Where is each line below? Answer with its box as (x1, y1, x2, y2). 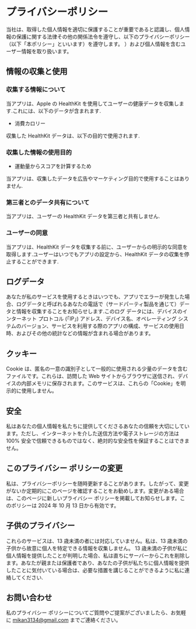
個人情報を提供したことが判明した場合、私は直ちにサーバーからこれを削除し (6, 552, 190, 559)
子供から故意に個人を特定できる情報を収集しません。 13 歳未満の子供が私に (6, 545, 188, 552)
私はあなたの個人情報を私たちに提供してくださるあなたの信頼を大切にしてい (6, 422, 190, 429)
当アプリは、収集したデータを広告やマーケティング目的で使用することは (6, 175, 180, 182)
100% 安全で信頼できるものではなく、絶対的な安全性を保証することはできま (6, 437, 190, 444)
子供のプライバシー (6, 521, 75, 531)
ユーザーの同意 (6, 229, 48, 237)
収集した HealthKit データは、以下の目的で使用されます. (6, 132, 140, 139)
